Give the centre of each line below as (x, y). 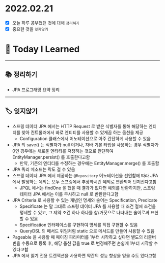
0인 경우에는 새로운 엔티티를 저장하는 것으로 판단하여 (63, 151)
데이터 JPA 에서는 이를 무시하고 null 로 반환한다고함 (69, 194)
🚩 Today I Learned (42, 49)
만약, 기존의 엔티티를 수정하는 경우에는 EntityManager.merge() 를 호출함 (89, 163)
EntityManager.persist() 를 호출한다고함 (51, 157)
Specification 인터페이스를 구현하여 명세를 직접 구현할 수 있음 (79, 225)
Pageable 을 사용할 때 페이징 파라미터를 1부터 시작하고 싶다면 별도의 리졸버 (84, 237)
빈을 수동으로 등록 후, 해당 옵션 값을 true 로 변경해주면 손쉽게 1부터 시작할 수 (85, 243)
